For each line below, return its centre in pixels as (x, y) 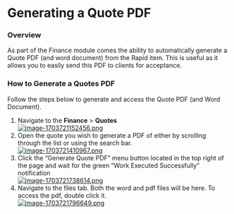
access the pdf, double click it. (62, 195)
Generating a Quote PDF (79, 13)
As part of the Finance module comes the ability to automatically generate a (117, 50)
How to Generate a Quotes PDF (61, 84)
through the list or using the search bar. (75, 143)
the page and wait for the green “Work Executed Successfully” (108, 165)
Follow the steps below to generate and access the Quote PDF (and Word (114, 99)
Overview (24, 35)
